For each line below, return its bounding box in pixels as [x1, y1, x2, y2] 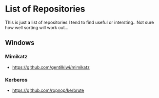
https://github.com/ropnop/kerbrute [12, 87, 84, 93]
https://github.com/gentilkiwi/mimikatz [12, 64, 90, 70]
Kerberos [5, 76, 28, 83]
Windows [5, 39, 35, 47]
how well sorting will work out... [5, 24, 69, 30]
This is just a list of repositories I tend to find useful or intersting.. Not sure [5, 19, 154, 25]
